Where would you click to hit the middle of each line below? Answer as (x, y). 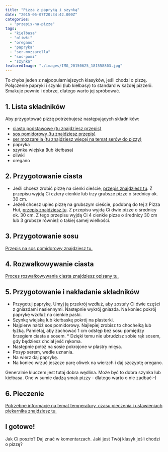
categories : (18, 19)
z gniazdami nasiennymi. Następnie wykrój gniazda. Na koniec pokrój (84, 309)
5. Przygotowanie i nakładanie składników (72, 292)
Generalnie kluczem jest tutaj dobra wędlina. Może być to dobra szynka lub (83, 373)
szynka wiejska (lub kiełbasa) (43, 150)
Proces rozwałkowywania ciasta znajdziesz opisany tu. (62, 276)
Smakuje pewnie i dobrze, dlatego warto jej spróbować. (63, 91)
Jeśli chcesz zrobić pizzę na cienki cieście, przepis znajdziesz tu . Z (82, 188)
